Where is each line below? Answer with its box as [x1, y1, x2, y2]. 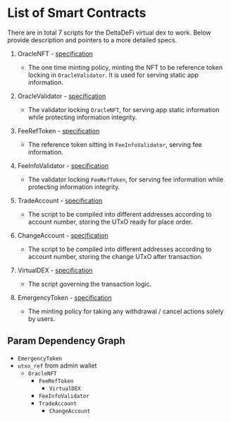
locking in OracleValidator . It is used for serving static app [27, 71, 199, 79]
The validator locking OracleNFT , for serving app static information [27, 105, 220, 114]
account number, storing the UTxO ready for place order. [27, 217, 194, 226]
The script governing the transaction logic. [27, 279, 152, 288]
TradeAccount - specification [17, 196, 103, 205]
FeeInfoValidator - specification [17, 161, 109, 170]
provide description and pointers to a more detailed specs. [7, 35, 177, 44]
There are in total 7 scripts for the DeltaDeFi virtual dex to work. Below [7, 28, 211, 37]
